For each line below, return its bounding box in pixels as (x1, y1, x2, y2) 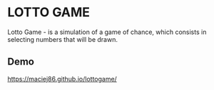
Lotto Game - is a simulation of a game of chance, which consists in (7, 28, 207, 36)
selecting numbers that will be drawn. (7, 35, 118, 43)
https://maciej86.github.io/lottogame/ (7, 74, 118, 83)
